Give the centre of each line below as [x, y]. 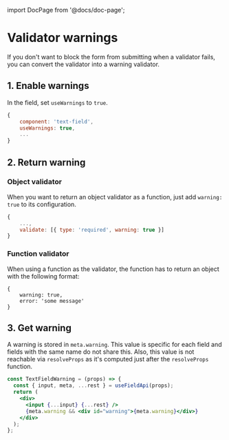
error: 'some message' [52, 301]
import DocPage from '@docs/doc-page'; [66, 10]
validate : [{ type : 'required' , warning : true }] [92, 230]
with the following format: [43, 276]
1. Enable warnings [48, 86]
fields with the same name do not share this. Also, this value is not [101, 352]
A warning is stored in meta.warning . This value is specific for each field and [115, 345]
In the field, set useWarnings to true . [57, 102]
